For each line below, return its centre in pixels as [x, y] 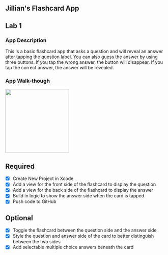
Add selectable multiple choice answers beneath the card [73, 247]
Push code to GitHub [35, 201]
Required [20, 166]
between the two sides [37, 242]
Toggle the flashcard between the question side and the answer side [85, 230]
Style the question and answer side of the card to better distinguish [83, 236]
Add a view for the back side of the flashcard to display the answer [83, 190]
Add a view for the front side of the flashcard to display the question [84, 184]
